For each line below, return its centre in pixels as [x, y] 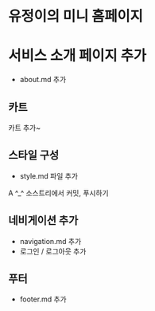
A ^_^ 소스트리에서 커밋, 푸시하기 [58, 193]
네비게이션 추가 [43, 220]
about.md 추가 [43, 80]
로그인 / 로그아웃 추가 [53, 251]
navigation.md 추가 [50, 241]
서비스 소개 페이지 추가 [77, 56]
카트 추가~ [25, 128]
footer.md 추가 [43, 299]
